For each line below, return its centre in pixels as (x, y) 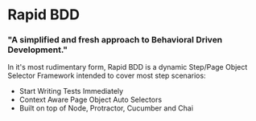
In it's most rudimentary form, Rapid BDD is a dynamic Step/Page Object (128, 67)
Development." (38, 50)
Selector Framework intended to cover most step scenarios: (107, 76)
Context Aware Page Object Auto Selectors (91, 100)
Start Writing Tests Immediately (71, 91)
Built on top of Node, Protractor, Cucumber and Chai (106, 108)
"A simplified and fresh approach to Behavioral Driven (115, 40)
